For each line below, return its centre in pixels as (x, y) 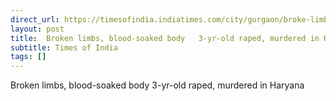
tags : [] (28, 57)
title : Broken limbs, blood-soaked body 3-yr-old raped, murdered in (165, 38)
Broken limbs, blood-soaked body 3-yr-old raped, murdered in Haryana (157, 85)
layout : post (37, 29)
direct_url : (35, 19)
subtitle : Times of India (64, 47)
